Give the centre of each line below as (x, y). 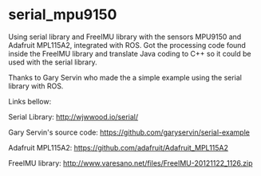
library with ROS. (36, 86)
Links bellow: (30, 101)
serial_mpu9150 (63, 15)
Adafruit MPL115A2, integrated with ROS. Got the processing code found (127, 45)
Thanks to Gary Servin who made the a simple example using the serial (125, 77)
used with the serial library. (53, 62)
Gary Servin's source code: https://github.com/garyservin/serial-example (129, 132)
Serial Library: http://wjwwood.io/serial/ (73, 116)
